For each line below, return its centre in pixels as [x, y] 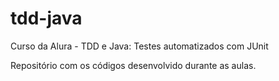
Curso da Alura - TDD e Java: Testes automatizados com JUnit [139, 46]
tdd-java [46, 18]
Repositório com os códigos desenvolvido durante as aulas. [133, 65]
